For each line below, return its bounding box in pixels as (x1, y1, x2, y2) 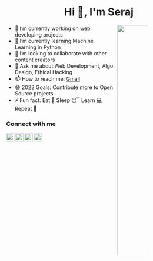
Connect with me (6, 120, 56, 128)
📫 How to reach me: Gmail (14, 75, 81, 82)
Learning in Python (14, 44, 61, 51)
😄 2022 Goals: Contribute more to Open (14, 84, 114, 91)
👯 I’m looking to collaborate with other (14, 49, 107, 57)
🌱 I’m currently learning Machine (14, 37, 94, 44)
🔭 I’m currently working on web (14, 25, 91, 32)
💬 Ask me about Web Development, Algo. (14, 62, 115, 70)
